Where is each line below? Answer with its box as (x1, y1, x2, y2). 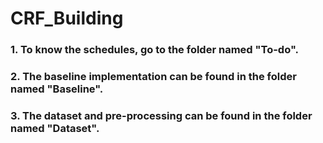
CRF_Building (10, 7, 124, 30)
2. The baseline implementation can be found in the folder (10, 70, 297, 84)
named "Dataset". (10, 121, 100, 135)
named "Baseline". (10, 82, 104, 96)
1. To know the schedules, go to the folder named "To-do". (10, 43, 299, 57)
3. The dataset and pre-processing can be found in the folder (10, 108, 313, 122)
